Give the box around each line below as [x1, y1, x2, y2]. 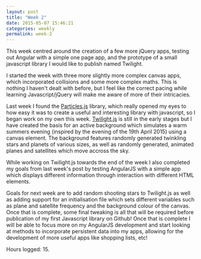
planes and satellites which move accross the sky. [6, 147, 130, 155]
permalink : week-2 [6, 31, 52, 37]
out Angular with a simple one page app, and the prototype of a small [6, 54, 178, 61]
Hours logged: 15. [6, 246, 50, 253]
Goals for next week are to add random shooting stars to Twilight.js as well [6, 189, 191, 197]
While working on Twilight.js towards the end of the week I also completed [6, 159, 190, 166]
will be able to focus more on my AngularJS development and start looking [6, 221, 190, 228]
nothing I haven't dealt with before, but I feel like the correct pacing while [6, 85, 187, 92]
